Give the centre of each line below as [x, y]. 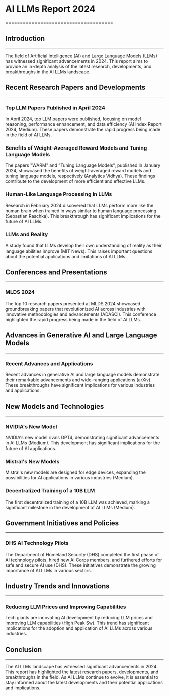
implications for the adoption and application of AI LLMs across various [79, 628]
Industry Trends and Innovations [57, 586]
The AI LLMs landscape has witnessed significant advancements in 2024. [81, 666]
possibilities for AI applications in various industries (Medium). [70, 478]
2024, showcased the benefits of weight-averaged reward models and [78, 171]
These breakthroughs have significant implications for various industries [80, 385]
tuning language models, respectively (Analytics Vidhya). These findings [80, 176]
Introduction [25, 39]
